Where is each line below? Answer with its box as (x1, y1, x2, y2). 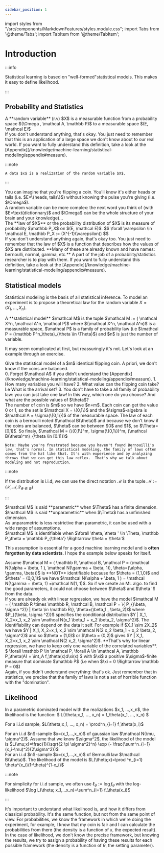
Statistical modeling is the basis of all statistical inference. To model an (5, 294, 148, 300)
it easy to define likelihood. (5, 79, 60, 85)
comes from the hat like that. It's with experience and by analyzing (5, 451, 152, 456)
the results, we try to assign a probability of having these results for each (5, 837, 153, 843)
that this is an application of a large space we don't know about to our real (5, 137, 155, 142)
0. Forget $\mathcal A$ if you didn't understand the (5, 371, 109, 377)
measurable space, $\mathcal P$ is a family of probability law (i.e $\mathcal (5, 326, 159, 332)
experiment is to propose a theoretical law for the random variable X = (5, 300, 147, 306)
